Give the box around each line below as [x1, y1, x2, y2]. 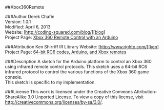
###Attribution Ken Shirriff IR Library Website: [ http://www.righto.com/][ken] [5, 44, 159, 49]
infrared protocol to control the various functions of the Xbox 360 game [5, 69, 149, 75]
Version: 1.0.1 [5, 19, 31, 24]
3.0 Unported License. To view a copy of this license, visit [27, 94, 144, 100]
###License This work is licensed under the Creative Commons [5, 89, 133, 94]
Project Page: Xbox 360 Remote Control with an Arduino [5, 34, 118, 40]
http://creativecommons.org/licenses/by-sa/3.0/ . [5, 99, 103, 105]
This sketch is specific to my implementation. [5, 79, 96, 85]
